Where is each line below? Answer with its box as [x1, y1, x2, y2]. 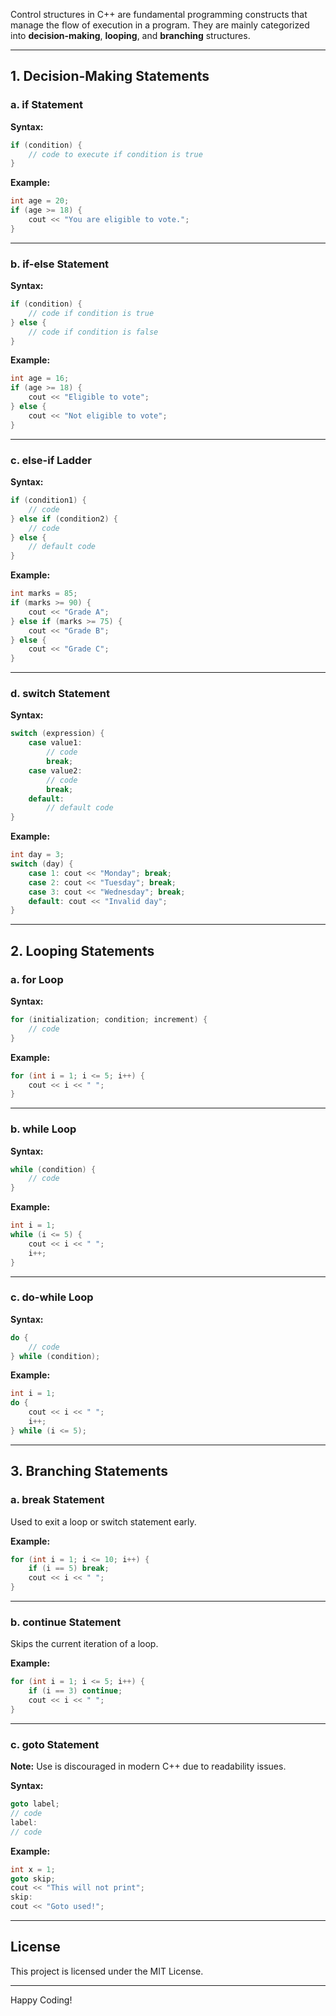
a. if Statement [10, 98, 83, 112]
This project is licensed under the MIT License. [10, 1965, 204, 1977]
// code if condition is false [28, 327, 159, 337]
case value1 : [28, 738, 83, 748]
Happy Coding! [10, 1994, 73, 2006]
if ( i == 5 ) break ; [28, 1564, 110, 1574]
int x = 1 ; [10, 1864, 56, 1874]
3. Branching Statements [10, 1463, 169, 1480]
